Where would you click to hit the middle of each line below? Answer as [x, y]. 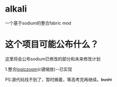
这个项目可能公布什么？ [52, 44]
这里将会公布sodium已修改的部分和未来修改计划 [53, 59]
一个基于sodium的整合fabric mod [38, 23]
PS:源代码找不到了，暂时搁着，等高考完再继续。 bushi [58, 79]
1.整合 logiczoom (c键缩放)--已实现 [39, 69]
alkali [16, 9]
